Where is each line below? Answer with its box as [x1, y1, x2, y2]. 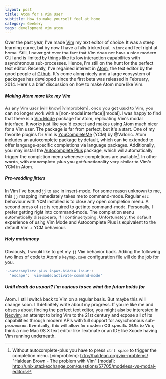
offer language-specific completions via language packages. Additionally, [5, 142, 155, 148]
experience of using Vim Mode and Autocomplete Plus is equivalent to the [5, 219, 156, 225]
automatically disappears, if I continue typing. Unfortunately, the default [5, 214, 152, 220]
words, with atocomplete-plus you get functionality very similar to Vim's [5, 159, 152, 164]
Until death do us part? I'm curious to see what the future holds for [5, 284, 145, 290]
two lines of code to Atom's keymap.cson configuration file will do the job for [5, 254, 159, 260]
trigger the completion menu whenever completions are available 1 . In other [5, 153, 157, 159]
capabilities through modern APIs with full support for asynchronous [5, 318, 144, 324]
